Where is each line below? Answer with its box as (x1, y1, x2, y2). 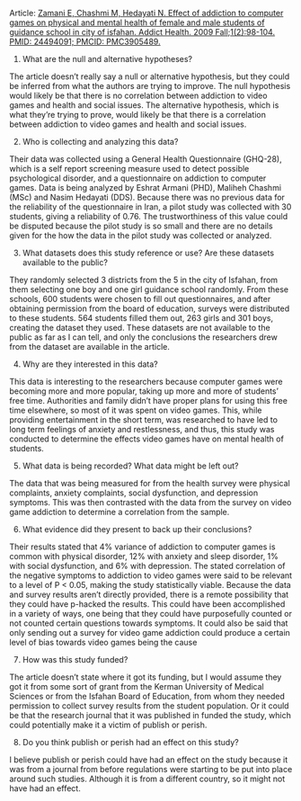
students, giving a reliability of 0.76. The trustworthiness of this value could (9, 211, 288, 221)
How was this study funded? (22, 654, 128, 664)
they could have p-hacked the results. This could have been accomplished (9, 599, 286, 610)
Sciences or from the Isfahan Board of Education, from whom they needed (9, 691, 286, 701)
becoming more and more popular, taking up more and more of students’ (9, 386, 279, 396)
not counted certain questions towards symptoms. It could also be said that (9, 618, 288, 628)
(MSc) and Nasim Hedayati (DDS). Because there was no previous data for (9, 192, 286, 202)
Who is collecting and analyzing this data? (22, 137, 179, 147)
